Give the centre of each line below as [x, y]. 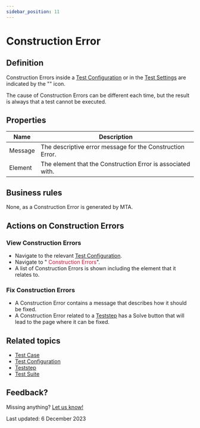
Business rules [34, 193]
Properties [26, 121]
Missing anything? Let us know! [45, 407]
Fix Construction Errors [41, 290]
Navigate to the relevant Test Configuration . [68, 255]
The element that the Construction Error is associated [115, 164]
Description [116, 137]
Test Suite [27, 374]
